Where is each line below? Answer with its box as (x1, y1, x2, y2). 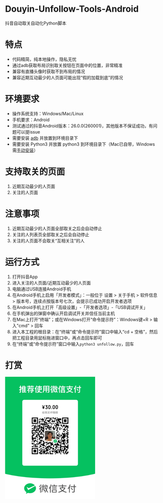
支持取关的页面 (5, 166, 65, 177)
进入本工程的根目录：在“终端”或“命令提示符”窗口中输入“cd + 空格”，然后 (12, 328, 158, 334)
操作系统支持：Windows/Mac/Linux (12, 110, 84, 116)
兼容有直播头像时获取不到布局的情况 (12, 68, 85, 74)
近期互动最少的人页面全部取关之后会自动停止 (12, 225, 102, 231)
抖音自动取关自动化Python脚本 (5, 20, 67, 26)
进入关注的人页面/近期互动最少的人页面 (12, 280, 91, 285)
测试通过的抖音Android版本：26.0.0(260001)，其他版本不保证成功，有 (12, 123, 153, 129)
